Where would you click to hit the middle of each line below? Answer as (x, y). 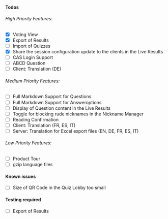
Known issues (21, 176)
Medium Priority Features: (33, 81)
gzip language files (33, 165)
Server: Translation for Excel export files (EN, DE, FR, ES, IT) (76, 131)
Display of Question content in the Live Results (62, 108)
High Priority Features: (29, 19)
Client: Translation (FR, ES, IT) (44, 125)
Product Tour (26, 159)
